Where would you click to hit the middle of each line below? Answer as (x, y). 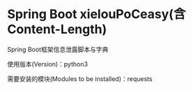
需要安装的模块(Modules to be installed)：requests (80, 79)
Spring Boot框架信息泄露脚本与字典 (58, 49)
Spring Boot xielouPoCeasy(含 (96, 14)
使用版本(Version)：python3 (48, 64)
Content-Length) (57, 29)
